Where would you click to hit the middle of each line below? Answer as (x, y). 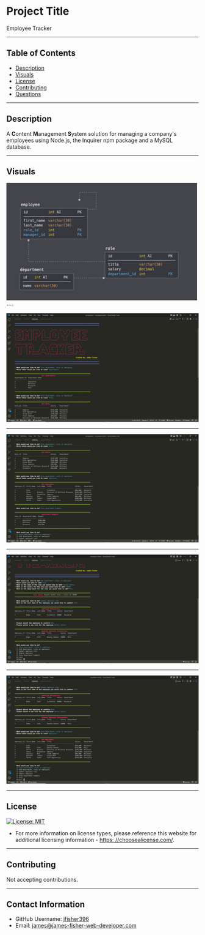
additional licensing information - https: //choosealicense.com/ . (95, 840)
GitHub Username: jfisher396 (52, 919)
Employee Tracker (29, 28)
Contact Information (46, 905)
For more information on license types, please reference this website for (106, 833)
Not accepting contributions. (42, 879)
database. (19, 147)
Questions (28, 94)
